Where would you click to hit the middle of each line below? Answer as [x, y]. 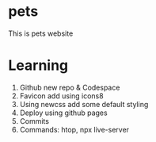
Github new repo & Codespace [70, 87]
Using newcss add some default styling [84, 104]
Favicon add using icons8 [62, 96]
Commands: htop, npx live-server [74, 129]
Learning [38, 65]
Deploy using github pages [64, 113]
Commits [34, 121]
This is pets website [41, 33]
